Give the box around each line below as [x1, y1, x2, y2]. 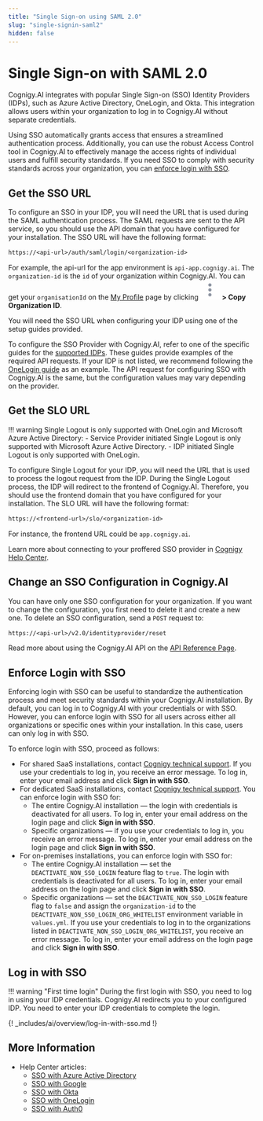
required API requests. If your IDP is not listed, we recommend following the [8, 356, 254, 366]
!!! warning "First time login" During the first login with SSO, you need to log [8, 987, 253, 996]
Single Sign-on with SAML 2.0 [8, 64, 208, 82]
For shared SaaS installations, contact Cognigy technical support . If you [19, 759, 252, 769]
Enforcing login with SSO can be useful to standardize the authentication [8, 687, 243, 696]
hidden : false [8, 29, 55, 37]
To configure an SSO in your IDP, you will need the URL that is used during [8, 208, 249, 217]
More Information [8, 1042, 96, 1055]
